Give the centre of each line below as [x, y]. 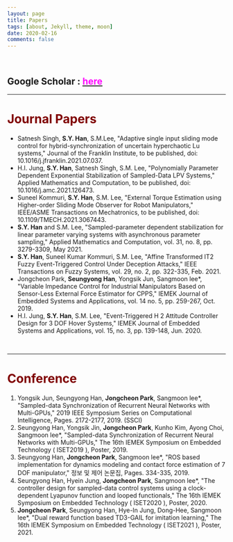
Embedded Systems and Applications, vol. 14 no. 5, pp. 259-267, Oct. [116, 301]
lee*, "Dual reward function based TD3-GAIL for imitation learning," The [119, 517]
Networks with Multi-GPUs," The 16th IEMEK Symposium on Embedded [119, 442]
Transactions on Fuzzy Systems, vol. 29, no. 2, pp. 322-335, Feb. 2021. [119, 271]
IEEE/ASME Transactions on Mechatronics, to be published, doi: [108, 212]
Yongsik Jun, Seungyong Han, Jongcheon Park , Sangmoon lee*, [110, 398]
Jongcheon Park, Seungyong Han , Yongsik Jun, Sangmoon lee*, [110, 278]
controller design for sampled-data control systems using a [102, 488]
